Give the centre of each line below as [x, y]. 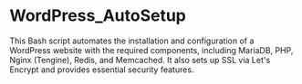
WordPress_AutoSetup [98, 16]
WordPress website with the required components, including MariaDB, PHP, [151, 50]
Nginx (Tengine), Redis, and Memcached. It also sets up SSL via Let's [140, 60]
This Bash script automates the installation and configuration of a [132, 41]
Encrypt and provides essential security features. [102, 70]
